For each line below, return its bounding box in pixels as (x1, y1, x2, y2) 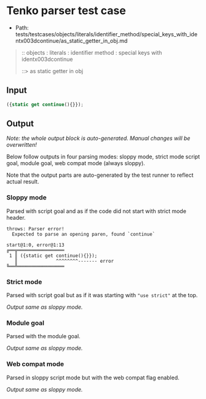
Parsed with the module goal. (6, 333, 81, 340)
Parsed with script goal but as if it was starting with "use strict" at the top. (6, 292, 198, 299)
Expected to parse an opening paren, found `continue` (12, 231, 156, 237)
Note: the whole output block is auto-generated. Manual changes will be (6, 134, 191, 142)
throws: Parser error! (6, 225, 65, 232)
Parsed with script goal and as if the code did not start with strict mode (6, 207, 186, 215)
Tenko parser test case (6, 4, 126, 18)
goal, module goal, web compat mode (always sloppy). (6, 160, 146, 167)
